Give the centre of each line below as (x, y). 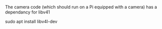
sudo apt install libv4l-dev (31, 22)
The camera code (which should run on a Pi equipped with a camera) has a (81, 7)
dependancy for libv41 (27, 12)
